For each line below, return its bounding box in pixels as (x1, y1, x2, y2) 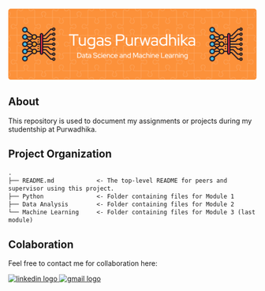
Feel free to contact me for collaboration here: (8, 259, 158, 268)
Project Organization (8, 147, 112, 160)
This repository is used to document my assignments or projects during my (8, 116, 252, 125)
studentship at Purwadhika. (8, 124, 97, 134)
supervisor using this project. (8, 185, 114, 193)
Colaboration (8, 237, 74, 251)
